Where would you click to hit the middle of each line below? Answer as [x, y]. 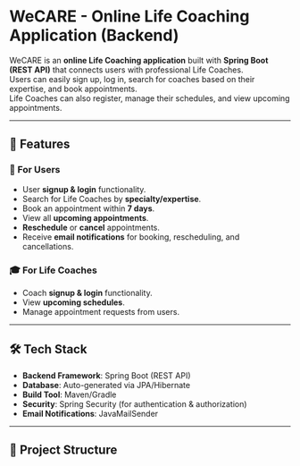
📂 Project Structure [63, 450]
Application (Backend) [94, 35]
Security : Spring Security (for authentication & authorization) [134, 403]
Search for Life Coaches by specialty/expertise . [112, 199]
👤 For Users [35, 170]
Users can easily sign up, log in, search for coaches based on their [132, 79]
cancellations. [48, 246]
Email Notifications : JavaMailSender [90, 413]
